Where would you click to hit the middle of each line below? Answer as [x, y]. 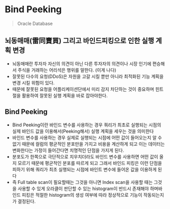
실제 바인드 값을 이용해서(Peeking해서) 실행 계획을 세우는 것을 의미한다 [83, 131]
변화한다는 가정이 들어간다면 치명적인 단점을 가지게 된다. [68, 150]
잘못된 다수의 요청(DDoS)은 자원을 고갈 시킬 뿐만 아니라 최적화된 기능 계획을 [88, 76]
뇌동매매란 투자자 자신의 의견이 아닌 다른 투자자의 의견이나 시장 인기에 [82, 63]
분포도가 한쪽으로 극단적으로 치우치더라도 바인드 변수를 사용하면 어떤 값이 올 [88, 156]
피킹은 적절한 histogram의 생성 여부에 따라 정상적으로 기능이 [82, 195]
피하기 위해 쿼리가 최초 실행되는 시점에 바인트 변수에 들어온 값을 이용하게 [84, 169]
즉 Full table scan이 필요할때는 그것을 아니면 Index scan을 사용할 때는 [82, 182]
